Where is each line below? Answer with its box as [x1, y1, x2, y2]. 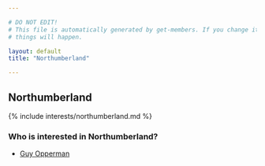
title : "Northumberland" [8, 54, 90, 63]
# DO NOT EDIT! [8, 18, 58, 26]
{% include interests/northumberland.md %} [8, 111, 152, 120]
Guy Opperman [19, 149, 70, 158]
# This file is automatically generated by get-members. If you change [8, 25, 248, 34]
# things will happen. [8, 33, 83, 41]
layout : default [8, 47, 62, 55]
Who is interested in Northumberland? [8, 131, 159, 142]
